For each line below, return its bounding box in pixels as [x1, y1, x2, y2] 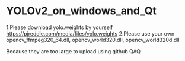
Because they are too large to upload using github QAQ [6, 47, 141, 54]
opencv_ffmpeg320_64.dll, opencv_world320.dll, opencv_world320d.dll [6, 36, 180, 43]
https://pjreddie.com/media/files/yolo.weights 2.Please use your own [6, 30, 175, 37]
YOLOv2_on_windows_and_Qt [6, 4, 157, 18]
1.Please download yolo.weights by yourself [6, 24, 113, 31]
